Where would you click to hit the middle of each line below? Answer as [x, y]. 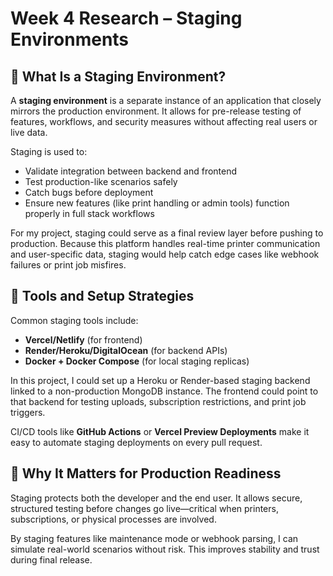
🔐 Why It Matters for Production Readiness [146, 473]
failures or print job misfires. [68, 265]
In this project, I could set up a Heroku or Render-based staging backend [160, 380]
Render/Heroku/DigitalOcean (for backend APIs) [126, 350]
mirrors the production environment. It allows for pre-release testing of [156, 111]
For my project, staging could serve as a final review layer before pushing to [167, 233]
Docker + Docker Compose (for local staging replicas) [137, 361]
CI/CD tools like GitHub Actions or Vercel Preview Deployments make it [160, 431]
